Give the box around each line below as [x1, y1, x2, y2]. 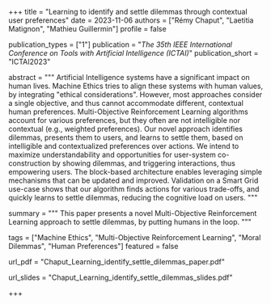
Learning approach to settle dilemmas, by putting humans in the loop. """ [8, 217, 252, 226]
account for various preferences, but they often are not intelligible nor [8, 116, 241, 125]
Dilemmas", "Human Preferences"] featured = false [8, 242, 179, 251]
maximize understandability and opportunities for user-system [8, 150, 216, 159]
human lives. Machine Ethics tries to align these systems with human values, [8, 81, 264, 91]
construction [8, 158, 51, 168]
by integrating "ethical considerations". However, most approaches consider [8, 90, 263, 99]
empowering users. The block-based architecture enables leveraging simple [8, 167, 263, 176]
